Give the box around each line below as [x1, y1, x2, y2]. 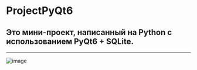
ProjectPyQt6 [6, 4, 73, 17]
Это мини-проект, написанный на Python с [6, 27, 172, 37]
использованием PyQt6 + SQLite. [6, 36, 134, 46]
